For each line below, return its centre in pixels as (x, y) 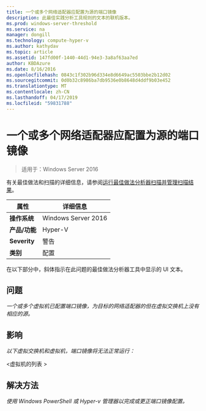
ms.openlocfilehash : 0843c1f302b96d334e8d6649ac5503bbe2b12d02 (89, 75)
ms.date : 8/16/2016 (31, 69)
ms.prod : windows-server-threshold (52, 23)
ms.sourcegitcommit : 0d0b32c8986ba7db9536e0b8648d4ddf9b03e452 (89, 80)
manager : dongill (28, 35)
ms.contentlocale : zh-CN (38, 92)
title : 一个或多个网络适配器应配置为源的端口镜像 (61, 12)
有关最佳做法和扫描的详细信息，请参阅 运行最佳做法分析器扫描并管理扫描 (97, 182)
